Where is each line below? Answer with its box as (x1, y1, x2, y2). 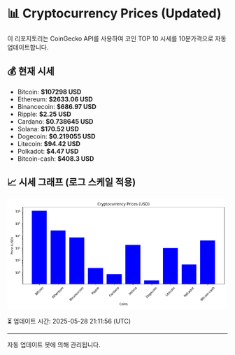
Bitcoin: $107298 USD (17, 87, 82, 96)
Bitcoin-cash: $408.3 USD (17, 154, 94, 163)
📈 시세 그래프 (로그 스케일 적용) (7, 176, 136, 189)
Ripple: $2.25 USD (17, 110, 71, 118)
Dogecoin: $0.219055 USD (17, 132, 96, 140)
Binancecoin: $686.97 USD (17, 102, 97, 110)
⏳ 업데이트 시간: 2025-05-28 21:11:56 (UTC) (7, 317, 131, 325)
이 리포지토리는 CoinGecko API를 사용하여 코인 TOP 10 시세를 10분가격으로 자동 (7, 34, 227, 43)
